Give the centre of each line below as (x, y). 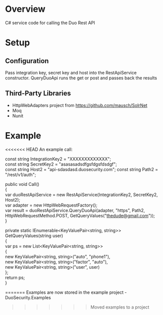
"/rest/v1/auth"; (21, 175)
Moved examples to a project (120, 307)
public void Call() (22, 184)
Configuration (27, 61)
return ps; (15, 278)
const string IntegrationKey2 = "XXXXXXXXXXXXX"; (58, 159)
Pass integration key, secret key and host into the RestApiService (71, 72)
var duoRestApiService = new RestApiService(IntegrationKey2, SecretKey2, (81, 194)
